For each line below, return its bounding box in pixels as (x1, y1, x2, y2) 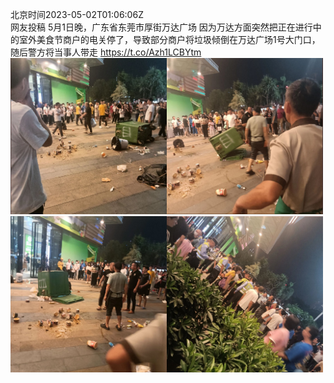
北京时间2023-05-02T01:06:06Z (10, 9, 144, 20)
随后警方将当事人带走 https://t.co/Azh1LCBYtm (10, 46, 202, 58)
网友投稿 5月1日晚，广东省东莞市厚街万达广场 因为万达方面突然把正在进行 (10, 21, 313, 33)
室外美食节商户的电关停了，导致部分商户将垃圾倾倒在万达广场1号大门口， (18, 34, 321, 45)
